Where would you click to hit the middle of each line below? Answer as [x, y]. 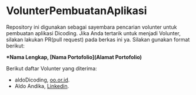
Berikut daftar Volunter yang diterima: [52, 68]
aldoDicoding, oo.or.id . [42, 80]
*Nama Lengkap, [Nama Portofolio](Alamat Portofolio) [74, 57]
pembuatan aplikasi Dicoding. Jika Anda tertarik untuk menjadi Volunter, [93, 33]
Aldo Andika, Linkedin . [42, 86]
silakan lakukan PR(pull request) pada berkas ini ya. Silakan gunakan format [98, 39]
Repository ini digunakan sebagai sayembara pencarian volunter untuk [92, 27]
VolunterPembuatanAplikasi [77, 11]
